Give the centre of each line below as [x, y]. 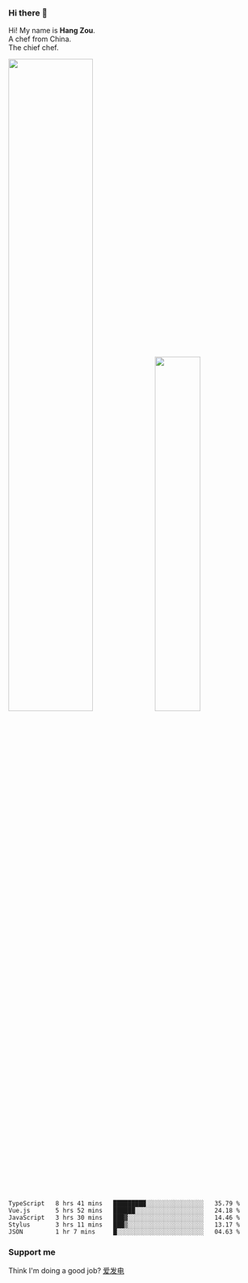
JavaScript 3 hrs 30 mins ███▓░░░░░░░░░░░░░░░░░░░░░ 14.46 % [124, 1217]
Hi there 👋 [28, 13]
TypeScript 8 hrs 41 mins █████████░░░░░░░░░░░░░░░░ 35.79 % [124, 1203]
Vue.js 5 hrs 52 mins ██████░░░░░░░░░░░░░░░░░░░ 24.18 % [124, 1210]
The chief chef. [34, 48]
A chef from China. [40, 39]
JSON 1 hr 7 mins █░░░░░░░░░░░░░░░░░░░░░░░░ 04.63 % [124, 1232]
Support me [32, 1251]
